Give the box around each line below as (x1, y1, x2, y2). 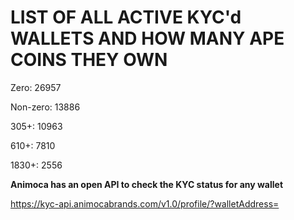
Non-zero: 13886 (10, 101, 81, 113)
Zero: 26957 (10, 81, 62, 93)
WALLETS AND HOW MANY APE (10, 27, 285, 50)
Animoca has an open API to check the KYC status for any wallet (10, 178, 284, 190)
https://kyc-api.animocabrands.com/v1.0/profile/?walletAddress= (10, 197, 280, 210)
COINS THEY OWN (10, 49, 168, 71)
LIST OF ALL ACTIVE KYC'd (10, 6, 242, 29)
